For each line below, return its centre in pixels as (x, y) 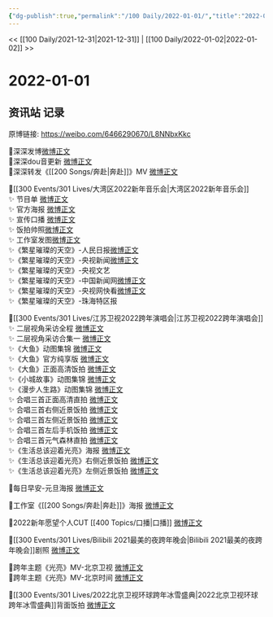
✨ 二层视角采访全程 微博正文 (56, 328)
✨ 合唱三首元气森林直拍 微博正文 (63, 440)
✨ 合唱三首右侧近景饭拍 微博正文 (63, 409)
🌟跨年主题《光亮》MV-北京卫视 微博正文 (76, 567)
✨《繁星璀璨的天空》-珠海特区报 (63, 300)
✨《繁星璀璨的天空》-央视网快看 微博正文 (77, 291)
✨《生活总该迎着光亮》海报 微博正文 (69, 450)
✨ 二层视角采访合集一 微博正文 (60, 338)
